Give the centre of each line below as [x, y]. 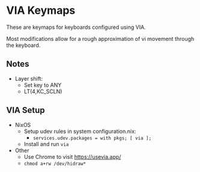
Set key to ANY [43, 85]
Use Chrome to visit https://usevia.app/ [72, 156]
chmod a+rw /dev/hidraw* [55, 164]
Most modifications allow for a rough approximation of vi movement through [100, 38]
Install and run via [46, 144]
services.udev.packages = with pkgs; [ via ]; [92, 138]
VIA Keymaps [41, 11]
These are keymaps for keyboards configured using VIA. [76, 27]
